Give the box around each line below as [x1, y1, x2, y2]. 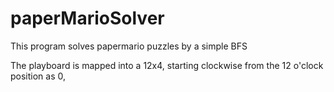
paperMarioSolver [10, 7, 165, 30]
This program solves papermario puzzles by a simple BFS [10, 40, 248, 52]
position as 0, [10, 70, 67, 82]
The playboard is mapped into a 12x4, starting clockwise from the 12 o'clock [10, 59, 324, 71]
